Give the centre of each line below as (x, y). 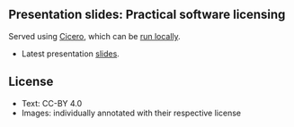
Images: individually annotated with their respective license (131, 113)
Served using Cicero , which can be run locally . (94, 36)
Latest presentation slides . (71, 54)
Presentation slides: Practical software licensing (147, 15)
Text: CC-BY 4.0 (52, 103)
